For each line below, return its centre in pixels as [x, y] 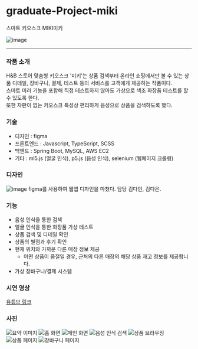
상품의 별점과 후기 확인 [41, 242]
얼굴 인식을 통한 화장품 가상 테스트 [54, 227]
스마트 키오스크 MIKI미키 [34, 28]
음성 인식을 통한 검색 [38, 220]
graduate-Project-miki [62, 11]
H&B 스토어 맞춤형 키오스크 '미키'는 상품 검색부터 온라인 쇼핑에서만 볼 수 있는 [95, 76]
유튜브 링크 [19, 302]
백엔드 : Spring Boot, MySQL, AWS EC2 [62, 151]
